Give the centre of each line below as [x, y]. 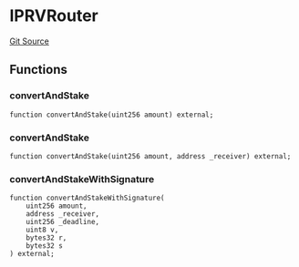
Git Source [30, 41]
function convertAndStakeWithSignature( [88, 198]
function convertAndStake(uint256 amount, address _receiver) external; [150, 156]
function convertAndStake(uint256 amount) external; [112, 115]
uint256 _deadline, [63, 222]
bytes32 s [45, 246]
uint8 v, [42, 230]
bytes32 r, [46, 238]
